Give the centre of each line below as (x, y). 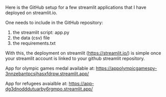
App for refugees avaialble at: (37, 84)
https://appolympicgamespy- (126, 68)
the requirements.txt (34, 43)
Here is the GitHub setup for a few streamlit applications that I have (76, 7)
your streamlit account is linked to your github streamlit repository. (75, 58)
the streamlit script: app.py (41, 32)
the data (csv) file (31, 38)
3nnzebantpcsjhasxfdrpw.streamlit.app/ (47, 74)
